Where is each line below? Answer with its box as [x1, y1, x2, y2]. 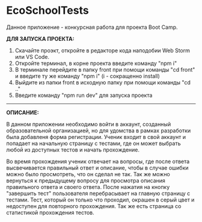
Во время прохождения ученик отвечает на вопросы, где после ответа [6, 158, 190, 165]
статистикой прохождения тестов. [6, 209, 94, 216]
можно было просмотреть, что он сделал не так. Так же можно [6, 170, 170, 177]
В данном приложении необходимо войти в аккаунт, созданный [6, 120, 171, 128]
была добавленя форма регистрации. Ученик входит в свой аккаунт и [6, 133, 186, 140]
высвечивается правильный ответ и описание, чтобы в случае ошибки [6, 164, 189, 171]
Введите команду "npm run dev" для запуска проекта [14, 91, 153, 99]
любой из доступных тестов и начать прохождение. [6, 146, 140, 153]
